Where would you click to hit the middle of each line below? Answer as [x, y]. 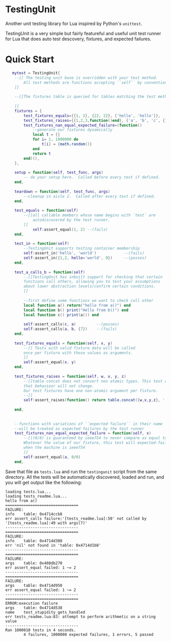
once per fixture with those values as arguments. [78, 353]
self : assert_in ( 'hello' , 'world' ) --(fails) [84, 253]
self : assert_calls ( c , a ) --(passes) [72, 324]
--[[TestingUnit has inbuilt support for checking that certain [93, 277]
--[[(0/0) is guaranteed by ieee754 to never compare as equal [92, 438]
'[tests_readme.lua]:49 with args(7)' [46, 523]
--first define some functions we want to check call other [89, 300]
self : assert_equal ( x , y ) [50, 362]
